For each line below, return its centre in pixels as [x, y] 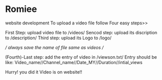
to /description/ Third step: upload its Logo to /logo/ [58, 38]
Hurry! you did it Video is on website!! [44, 72]
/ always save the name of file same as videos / [54, 47]
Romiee [21, 9]
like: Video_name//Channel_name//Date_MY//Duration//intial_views [74, 62]
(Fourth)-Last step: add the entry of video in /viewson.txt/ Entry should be [81, 57]
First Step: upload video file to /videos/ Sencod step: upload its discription [81, 32]
